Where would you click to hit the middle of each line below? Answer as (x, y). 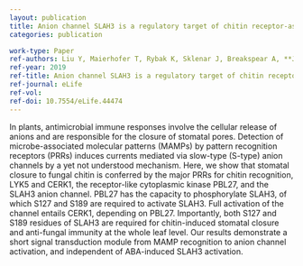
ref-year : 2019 (38, 68)
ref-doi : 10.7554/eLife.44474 (66, 101)
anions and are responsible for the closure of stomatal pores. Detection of (147, 136)
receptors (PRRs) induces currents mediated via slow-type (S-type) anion (146, 155)
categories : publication (56, 34)
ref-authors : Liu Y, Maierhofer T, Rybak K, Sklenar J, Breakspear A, (145, 60)
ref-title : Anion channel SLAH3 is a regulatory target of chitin (137, 76)
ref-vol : (26, 92)
